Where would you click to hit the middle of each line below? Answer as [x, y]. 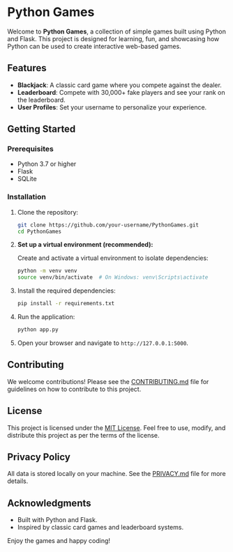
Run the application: [46, 317]
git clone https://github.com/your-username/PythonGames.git [108, 225]
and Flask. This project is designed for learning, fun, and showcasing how [113, 38]
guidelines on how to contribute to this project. [74, 389]
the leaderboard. [42, 100]
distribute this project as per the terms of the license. [83, 435]
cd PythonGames [39, 231]
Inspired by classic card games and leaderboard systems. [100, 528]
